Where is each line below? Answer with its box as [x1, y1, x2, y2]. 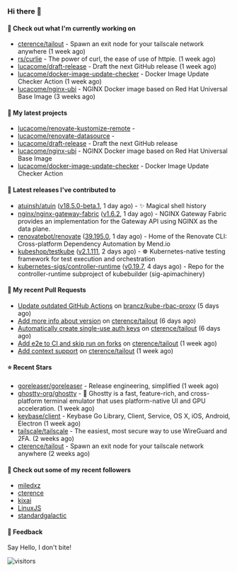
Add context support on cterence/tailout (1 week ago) [17, 346, 174, 355]
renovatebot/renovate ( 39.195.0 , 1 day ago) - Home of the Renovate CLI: [17, 231, 228, 240]
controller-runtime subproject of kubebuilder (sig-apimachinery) [17, 269, 205, 278]
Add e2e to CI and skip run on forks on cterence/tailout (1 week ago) [17, 339, 217, 348]
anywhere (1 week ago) [17, 47, 86, 56]
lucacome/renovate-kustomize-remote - [17, 124, 136, 133]
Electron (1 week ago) [17, 419, 81, 428]
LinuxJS [17, 504, 42, 513]
